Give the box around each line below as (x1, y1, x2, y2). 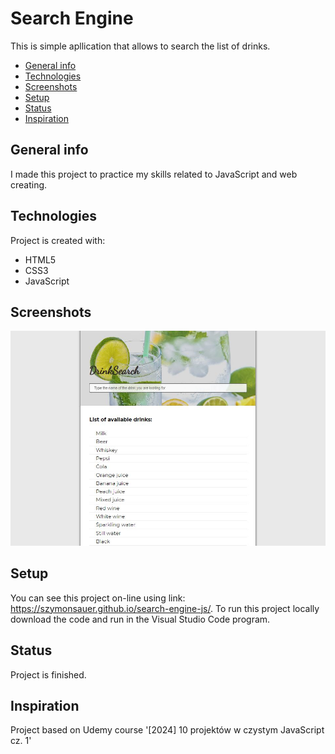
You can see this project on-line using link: (10, 592, 186, 604)
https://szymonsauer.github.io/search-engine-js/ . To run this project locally (10, 602, 320, 614)
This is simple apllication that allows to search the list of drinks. (10, 40, 271, 52)
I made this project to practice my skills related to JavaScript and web (10, 168, 298, 180)
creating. (10, 178, 48, 191)
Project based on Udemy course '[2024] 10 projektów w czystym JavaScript (10, 724, 325, 736)
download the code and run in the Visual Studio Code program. (10, 613, 271, 625)
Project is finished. (10, 668, 87, 681)
